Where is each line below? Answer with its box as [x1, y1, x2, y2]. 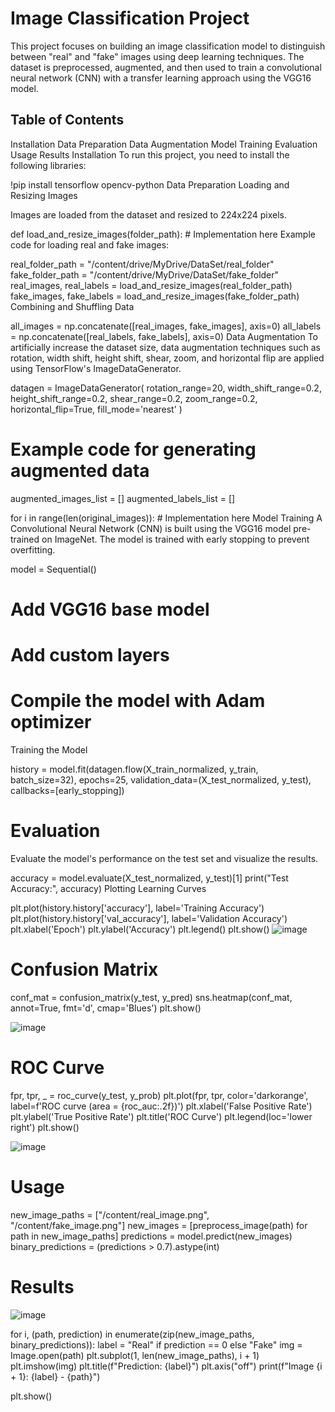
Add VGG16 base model [10, 598, 210, 621]
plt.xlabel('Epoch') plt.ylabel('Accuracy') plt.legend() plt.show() [10, 923, 270, 935]
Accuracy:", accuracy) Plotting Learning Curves [10, 882, 207, 894]
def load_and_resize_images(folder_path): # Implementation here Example [10, 228, 316, 240]
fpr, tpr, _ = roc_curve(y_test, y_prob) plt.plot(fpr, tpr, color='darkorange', [10, 1089, 309, 1101]
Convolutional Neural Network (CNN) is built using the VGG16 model [10, 522, 292, 534]
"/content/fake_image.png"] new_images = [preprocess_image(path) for [10, 1219, 308, 1231]
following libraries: [10, 159, 87, 171]
